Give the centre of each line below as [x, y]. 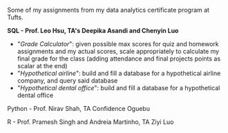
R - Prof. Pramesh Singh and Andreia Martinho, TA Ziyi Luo [91, 122]
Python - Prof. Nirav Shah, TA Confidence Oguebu [79, 109]
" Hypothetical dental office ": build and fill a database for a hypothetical [118, 88]
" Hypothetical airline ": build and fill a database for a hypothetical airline [119, 73]
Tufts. [15, 17]
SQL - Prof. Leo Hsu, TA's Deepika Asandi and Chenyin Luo [93, 31]
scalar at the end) [42, 66]
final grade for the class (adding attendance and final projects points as [119, 59]
